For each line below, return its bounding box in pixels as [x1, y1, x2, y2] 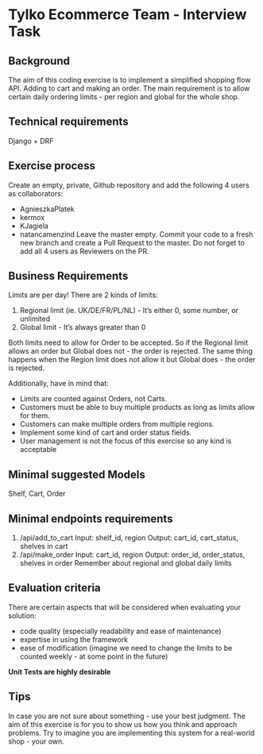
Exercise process [8, 159, 95, 172]
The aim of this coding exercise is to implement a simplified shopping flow [8, 75, 251, 84]
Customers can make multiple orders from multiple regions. [19, 420, 215, 429]
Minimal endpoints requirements [8, 512, 173, 525]
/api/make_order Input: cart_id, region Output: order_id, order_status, [19, 550, 246, 559]
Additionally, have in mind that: [8, 379, 109, 389]
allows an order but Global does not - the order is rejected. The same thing [8, 346, 253, 356]
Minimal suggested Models [8, 467, 145, 481]
